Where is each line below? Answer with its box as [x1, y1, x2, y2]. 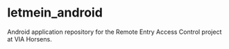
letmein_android [7, 5, 103, 21]
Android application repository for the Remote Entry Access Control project [7, 28, 222, 36]
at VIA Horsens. [7, 35, 52, 43]
